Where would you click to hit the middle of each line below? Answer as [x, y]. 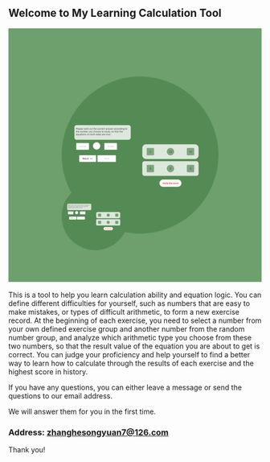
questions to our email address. [61, 396]
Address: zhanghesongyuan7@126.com [88, 432]
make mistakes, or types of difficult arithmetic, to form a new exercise [124, 311]
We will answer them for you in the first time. [82, 411]
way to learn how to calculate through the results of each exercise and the [131, 363]
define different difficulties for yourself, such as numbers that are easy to [129, 303]
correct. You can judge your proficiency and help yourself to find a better [129, 354]
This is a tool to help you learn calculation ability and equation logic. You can [135, 295]
